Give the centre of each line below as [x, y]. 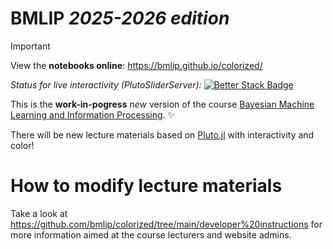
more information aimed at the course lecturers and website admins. [151, 234]
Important [30, 46]
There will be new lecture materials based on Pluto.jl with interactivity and [162, 134]
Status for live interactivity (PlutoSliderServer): [106, 84]
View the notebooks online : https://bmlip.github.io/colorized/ [136, 65]
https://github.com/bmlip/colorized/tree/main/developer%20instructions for [166, 224]
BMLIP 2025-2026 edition [120, 18]
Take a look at [39, 213]
